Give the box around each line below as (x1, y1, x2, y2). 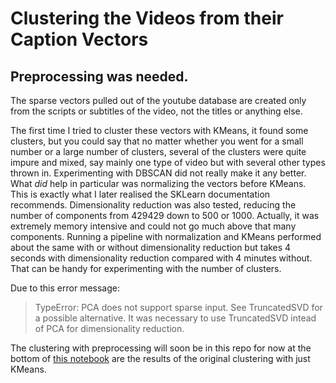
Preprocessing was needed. (10, 68, 189, 85)
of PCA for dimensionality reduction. (34, 323, 185, 334)
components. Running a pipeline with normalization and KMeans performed (10, 231, 322, 242)
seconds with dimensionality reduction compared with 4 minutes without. (10, 252, 313, 264)
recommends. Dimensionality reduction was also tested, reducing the (10, 199, 297, 211)
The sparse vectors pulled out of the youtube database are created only (10, 95, 307, 106)
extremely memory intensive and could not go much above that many (10, 220, 297, 232)
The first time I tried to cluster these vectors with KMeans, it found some (10, 125, 309, 136)
